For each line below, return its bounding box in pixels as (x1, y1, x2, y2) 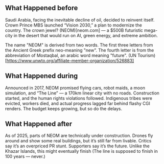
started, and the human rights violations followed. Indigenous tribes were (5, 95, 153, 101)
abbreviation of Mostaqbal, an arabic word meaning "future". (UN (5, 52, 137, 58)
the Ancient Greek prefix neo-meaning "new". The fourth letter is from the (5, 47, 154, 53)
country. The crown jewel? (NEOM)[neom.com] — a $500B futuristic (5, 27, 143, 33)
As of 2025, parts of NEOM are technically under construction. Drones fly (5, 133, 153, 139)
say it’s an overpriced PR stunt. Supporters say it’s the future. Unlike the (5, 143, 150, 149)
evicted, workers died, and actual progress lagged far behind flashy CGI (5, 100, 150, 106)
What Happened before (5, 4, 78, 12)
